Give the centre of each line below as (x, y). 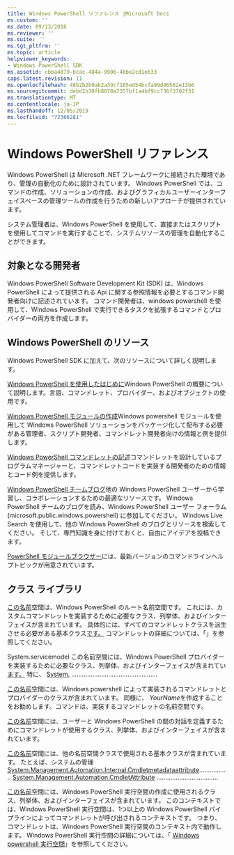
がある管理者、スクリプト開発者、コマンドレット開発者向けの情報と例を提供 (117, 434)
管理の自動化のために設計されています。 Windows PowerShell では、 (118, 183)
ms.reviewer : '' (31, 33)
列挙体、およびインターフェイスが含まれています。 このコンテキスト (117, 800)
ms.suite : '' (26, 40)
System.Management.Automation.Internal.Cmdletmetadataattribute (103, 770)
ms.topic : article (34, 53)
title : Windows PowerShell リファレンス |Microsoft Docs (88, 14)
